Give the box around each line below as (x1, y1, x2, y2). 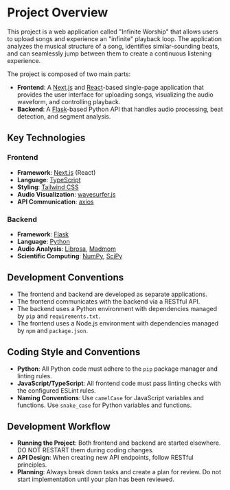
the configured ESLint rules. (16, 386, 96, 395)
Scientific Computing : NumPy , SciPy (16, 252, 123, 260)
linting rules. (16, 371, 53, 380)
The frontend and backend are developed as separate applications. (16, 290, 208, 298)
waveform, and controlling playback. (16, 97, 121, 106)
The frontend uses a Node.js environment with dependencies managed (16, 319, 219, 327)
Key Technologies (7, 132, 86, 144)
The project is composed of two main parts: (7, 70, 131, 78)
